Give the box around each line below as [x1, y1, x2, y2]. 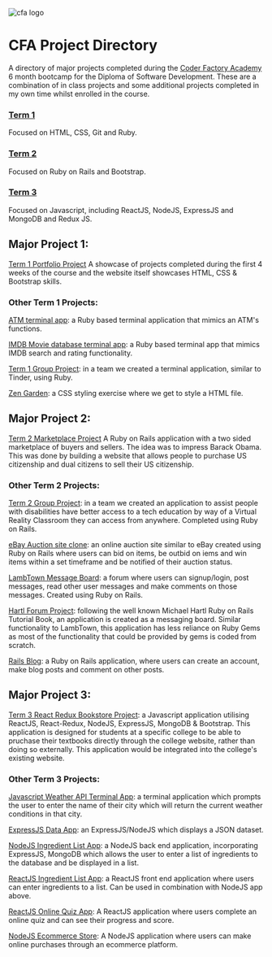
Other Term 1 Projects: [8, 297, 99, 308]
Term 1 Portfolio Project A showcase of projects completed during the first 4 [8, 259, 263, 268]
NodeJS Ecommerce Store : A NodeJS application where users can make [8, 931, 252, 941]
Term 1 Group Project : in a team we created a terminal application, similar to [8, 363, 261, 373]
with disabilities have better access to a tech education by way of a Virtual [8, 507, 257, 516]
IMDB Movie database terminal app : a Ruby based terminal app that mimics [8, 339, 260, 349]
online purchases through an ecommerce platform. [8, 940, 179, 950]
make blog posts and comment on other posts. [8, 665, 165, 675]
